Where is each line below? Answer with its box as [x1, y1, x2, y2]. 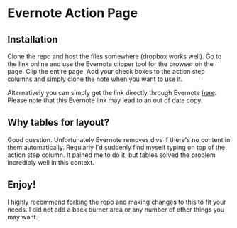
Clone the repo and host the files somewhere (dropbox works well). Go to [7, 52, 222, 60]
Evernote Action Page [7, 5, 138, 21]
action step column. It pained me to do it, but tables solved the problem [7, 151, 216, 159]
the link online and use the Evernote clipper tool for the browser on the [7, 60, 214, 68]
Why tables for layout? [7, 116, 110, 129]
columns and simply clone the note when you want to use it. [7, 75, 183, 83]
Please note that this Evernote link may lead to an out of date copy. [7, 96, 203, 104]
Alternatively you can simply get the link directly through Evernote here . [7, 89, 217, 97]
